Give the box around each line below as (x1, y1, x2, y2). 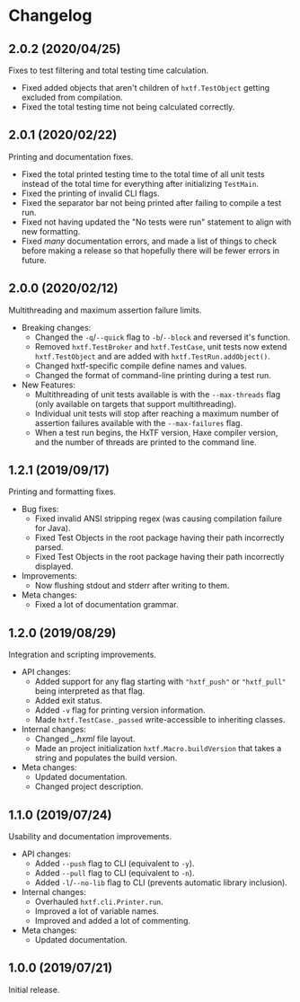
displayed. (34, 561, 74, 572)
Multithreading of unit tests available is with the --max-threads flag (34, 388, 281, 400)
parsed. (34, 542, 64, 553)
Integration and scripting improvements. (8, 649, 156, 661)
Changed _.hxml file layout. (34, 733, 136, 744)
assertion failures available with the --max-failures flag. (34, 417, 243, 428)
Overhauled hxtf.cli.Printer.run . (34, 896, 163, 908)
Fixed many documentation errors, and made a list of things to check (21, 235, 278, 246)
